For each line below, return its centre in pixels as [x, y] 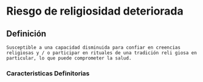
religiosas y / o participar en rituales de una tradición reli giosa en [102, 53]
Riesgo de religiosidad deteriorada [95, 11]
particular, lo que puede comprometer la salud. [69, 58]
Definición [26, 34]
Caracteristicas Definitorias [48, 73]
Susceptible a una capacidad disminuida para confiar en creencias [94, 47]
